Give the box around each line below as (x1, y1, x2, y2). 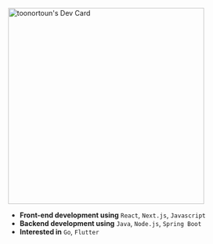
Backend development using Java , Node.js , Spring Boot (19, 219, 202, 228)
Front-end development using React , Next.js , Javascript (19, 210, 206, 220)
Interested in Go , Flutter (19, 228, 99, 236)
